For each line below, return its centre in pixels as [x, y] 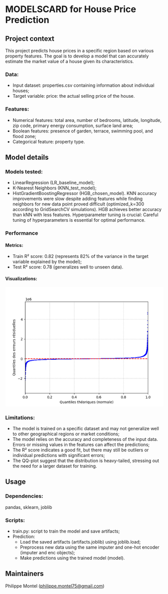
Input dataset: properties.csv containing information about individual [83, 85]
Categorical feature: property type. [49, 142]
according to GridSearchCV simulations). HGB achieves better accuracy [87, 210]
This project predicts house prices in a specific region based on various [79, 51]
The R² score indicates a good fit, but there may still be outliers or [81, 450]
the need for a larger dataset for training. [55, 466]
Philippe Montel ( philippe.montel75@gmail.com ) [55, 586]
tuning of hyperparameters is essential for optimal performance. [79, 220]
